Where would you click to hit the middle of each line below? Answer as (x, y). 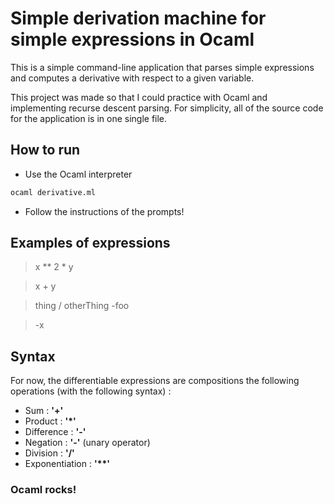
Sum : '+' (44, 411)
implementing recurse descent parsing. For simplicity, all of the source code (167, 108)
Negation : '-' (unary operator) (87, 443)
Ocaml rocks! (43, 490)
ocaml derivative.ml (53, 192)
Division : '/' (49, 453)
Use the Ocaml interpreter (78, 174)
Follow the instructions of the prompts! (104, 211)
